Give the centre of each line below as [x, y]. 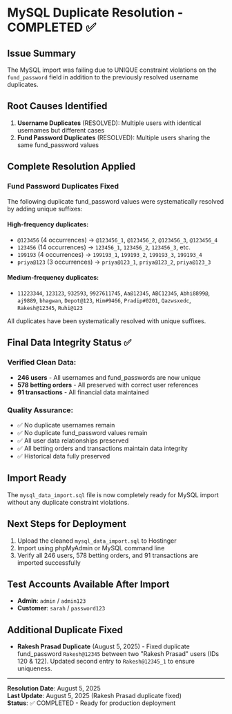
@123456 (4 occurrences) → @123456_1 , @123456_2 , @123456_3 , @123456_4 [117, 240]
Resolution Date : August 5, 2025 [54, 688]
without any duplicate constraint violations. [68, 502]
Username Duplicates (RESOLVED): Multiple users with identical [109, 123]
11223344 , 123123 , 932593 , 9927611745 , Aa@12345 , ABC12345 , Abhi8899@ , [114, 293]
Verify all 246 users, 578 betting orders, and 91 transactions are [108, 555]
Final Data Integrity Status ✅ [69, 343]
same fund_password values [58, 145]
